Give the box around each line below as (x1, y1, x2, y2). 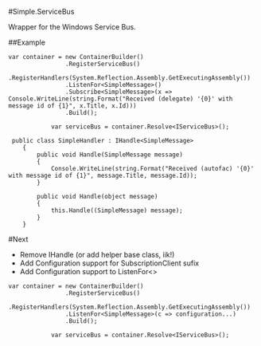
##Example (8, 37, 46, 47)
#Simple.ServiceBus (8, 7, 75, 16)
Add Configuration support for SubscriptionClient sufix (19, 258, 200, 268)
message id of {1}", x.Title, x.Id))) (8, 102, 137, 110)
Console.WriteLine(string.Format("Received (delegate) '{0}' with (8, 95, 233, 103)
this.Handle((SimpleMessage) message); (50, 206, 183, 214)
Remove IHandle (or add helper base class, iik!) (19, 250, 175, 259)
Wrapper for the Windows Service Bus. (8, 22, 137, 31)
